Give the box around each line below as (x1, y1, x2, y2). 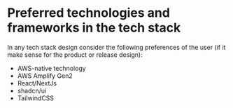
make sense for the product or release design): (7, 50, 143, 59)
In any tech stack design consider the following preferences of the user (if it (7, 43, 226, 51)
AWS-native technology (17, 64, 86, 72)
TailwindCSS (17, 93, 55, 102)
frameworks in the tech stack (7, 20, 181, 36)
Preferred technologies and (7, 5, 170, 21)
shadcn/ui (17, 86, 47, 95)
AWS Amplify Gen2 (17, 72, 73, 80)
